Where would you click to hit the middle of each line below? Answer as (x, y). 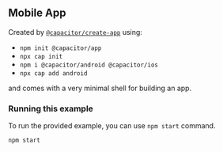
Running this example (51, 108)
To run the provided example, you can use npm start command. (112, 126)
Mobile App (37, 13)
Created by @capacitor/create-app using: (75, 32)
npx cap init (41, 56)
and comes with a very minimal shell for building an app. (100, 88)
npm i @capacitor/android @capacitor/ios (89, 65)
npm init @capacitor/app (60, 48)
